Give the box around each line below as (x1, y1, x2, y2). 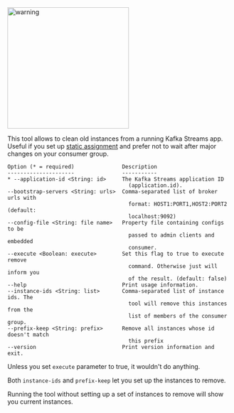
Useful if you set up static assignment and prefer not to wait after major (7, 142, 217, 150)
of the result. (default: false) (128, 275, 228, 282)
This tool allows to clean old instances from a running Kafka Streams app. (7, 134, 223, 143)
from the (7, 306, 33, 313)
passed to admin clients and (128, 232, 215, 239)
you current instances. (7, 397, 73, 406)
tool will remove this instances (128, 300, 228, 307)
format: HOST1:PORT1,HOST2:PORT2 (128, 200, 228, 208)
